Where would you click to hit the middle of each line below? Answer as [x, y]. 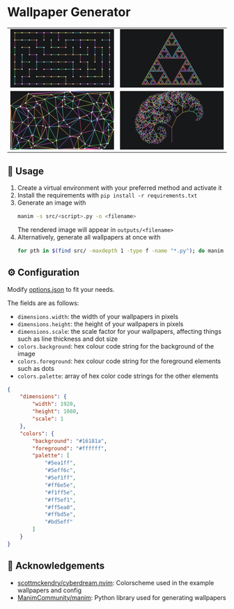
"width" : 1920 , [54, 404]
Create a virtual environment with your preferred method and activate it [119, 188]
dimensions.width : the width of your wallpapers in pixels [98, 316]
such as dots [36, 368]
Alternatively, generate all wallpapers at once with [89, 237]
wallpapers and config [49, 590]
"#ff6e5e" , [60, 485]
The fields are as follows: [43, 303]
